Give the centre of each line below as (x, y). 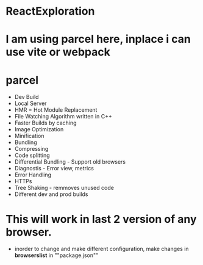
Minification (29, 136)
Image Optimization (39, 129)
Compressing (31, 149)
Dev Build (27, 97)
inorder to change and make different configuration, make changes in (102, 249)
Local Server (30, 103)
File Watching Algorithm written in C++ (63, 117)
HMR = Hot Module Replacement (56, 110)
